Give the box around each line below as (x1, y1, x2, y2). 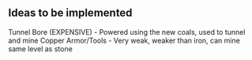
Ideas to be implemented (8, 6, 133, 20)
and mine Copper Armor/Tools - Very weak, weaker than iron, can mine (8, 36, 241, 45)
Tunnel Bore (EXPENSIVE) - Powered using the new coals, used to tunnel (8, 27, 246, 36)
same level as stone (8, 43, 73, 54)
